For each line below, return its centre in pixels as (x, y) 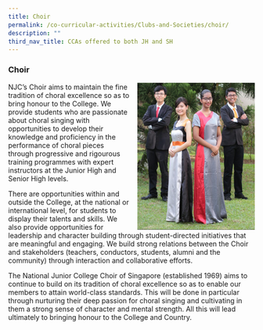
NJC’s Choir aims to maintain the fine (68, 87)
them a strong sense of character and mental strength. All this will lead (122, 309)
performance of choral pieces (56, 145)
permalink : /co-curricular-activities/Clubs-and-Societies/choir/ (119, 25)
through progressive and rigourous (64, 154)
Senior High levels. (38, 178)
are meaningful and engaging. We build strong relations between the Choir (128, 244)
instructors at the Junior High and (62, 170)
